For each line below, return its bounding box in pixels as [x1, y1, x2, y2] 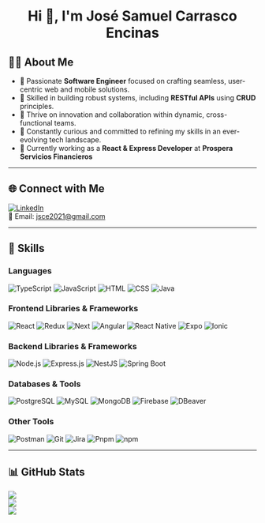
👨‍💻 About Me [8, 55, 74, 69]
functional [19, 119, 53, 127]
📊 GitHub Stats [8, 465, 85, 479]
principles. [19, 102, 54, 111]
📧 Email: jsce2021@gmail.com [8, 211, 106, 220]
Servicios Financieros [19, 152, 93, 161]
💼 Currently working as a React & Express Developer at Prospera [19, 144, 233, 152]
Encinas [106, 24, 159, 42]
